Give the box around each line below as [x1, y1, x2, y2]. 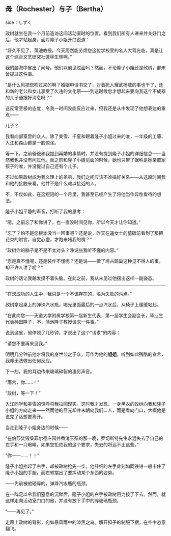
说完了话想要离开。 [5, 413, 46, 419]
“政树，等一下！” [5, 390, 41, 396]
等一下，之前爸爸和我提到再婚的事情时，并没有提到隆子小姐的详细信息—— [5, 150, 161, 156]
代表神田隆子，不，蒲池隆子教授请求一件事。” [5, 319, 99, 325]
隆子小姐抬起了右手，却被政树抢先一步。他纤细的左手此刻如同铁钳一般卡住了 [5, 463, 166, 469]
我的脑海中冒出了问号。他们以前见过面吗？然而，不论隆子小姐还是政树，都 [5, 64, 161, 70]
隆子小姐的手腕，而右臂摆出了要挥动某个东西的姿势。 [5, 469, 117, 475]
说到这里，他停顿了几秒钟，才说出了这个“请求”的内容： [5, 329, 121, 335]
